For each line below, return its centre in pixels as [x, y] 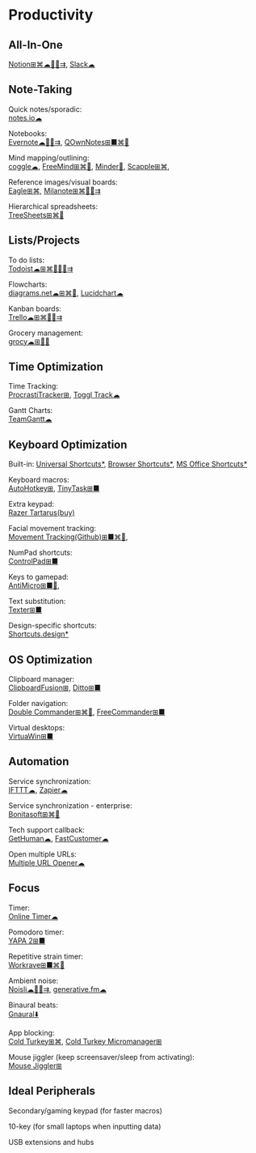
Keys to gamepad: [38, 577]
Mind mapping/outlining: [49, 157]
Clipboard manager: [42, 679]
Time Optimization [56, 367]
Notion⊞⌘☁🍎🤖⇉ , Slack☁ [52, 64]
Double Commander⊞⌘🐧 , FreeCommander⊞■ [87, 712]
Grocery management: [46, 333]
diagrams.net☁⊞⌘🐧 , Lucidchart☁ [66, 292]
